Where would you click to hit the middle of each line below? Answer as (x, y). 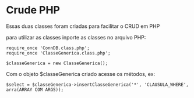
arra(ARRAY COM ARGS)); (35, 90)
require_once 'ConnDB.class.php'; (48, 48)
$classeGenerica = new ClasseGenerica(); (57, 63)
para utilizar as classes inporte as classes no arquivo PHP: (76, 37)
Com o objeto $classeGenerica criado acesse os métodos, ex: (81, 74)
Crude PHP (33, 10)
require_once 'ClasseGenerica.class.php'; (58, 53)
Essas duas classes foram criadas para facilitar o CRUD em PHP (83, 26)
